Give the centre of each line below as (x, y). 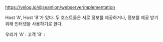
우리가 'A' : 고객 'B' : (25, 34)
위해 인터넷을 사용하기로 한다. (34, 24)
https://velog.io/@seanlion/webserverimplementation (60, 7)
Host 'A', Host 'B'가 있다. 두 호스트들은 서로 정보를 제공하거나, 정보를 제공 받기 (82, 17)
